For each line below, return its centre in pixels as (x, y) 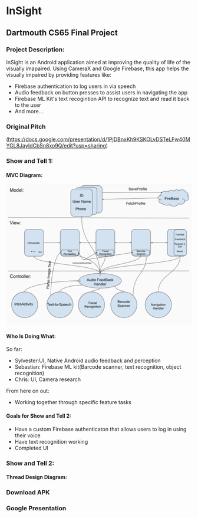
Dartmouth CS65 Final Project (62, 33)
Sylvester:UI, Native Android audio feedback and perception (88, 360)
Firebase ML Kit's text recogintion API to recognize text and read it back (102, 99)
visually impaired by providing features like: (59, 74)
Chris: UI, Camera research (48, 379)
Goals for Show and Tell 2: (39, 416)
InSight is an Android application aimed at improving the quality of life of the (98, 62)
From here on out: (28, 391)
